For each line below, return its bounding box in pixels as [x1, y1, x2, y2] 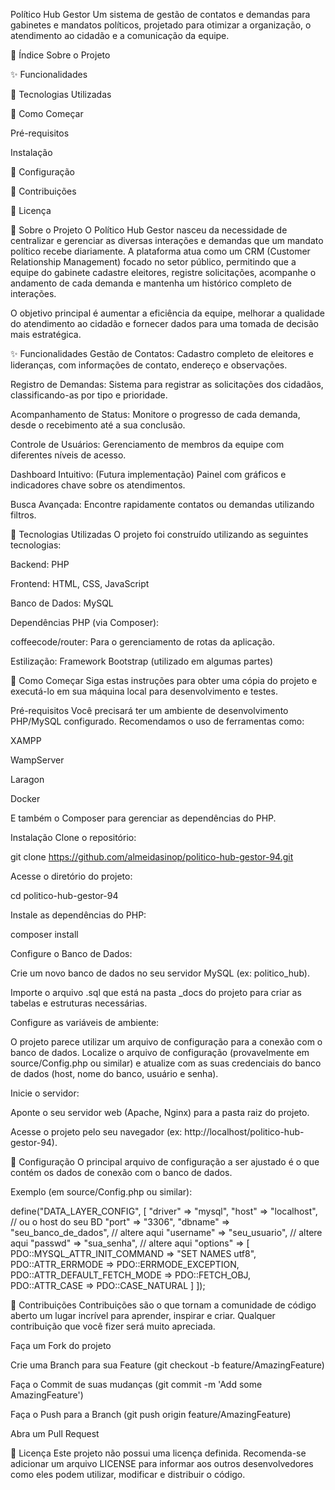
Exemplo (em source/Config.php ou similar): [10, 1186, 193, 1198]
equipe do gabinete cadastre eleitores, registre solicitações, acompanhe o [10, 267, 317, 278]
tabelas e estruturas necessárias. [10, 997, 148, 1009]
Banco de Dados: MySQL [10, 597, 114, 609]
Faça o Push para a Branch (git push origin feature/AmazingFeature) [10, 1409, 292, 1420]
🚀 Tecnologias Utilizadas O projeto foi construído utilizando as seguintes [10, 529, 309, 540]
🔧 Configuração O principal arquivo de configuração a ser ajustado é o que [10, 1156, 320, 1168]
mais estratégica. [10, 329, 82, 340]
